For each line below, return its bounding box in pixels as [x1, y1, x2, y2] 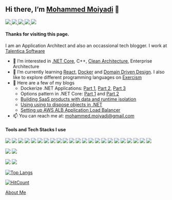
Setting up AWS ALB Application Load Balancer [20, 107, 121, 113]
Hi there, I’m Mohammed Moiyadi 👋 [5, 5, 120, 14]
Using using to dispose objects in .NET [20, 102, 103, 108]
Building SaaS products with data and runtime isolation [20, 96, 137, 103]
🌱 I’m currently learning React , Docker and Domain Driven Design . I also [12, 69, 165, 75]
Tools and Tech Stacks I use [5, 126, 66, 132]
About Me [5, 189, 27, 195]
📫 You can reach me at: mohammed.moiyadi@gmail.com [12, 113, 135, 119]
